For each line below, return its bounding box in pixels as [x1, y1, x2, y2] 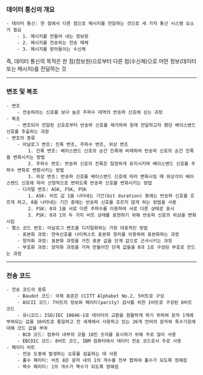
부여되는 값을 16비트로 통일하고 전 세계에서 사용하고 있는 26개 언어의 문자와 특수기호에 [6, 319, 196, 325]
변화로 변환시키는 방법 [17, 167, 65, 173]
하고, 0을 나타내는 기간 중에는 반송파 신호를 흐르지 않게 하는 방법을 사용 [17, 199, 177, 205]
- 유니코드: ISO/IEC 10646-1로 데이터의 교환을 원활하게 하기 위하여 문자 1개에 [17, 312, 194, 318]
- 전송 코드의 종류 [6, 286, 47, 293]
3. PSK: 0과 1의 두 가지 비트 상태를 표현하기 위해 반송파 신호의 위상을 [28, 212, 185, 218]
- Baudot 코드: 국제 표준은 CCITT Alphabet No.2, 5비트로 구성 [17, 293, 164, 299]
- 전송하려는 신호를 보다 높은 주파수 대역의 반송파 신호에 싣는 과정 [17, 109, 163, 116]
